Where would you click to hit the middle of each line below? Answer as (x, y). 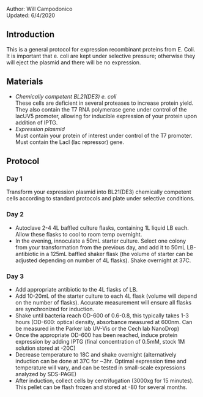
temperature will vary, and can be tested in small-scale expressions (100, 368)
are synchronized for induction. (55, 309)
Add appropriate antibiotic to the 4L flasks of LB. (76, 289)
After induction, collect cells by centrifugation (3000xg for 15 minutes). (104, 380)
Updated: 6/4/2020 (31, 15)
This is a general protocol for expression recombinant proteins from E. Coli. (101, 49)
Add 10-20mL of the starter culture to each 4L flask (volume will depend (106, 296)
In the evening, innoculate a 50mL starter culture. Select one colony (101, 241)
